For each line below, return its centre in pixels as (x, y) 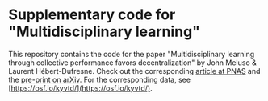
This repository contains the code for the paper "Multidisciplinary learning (132, 54)
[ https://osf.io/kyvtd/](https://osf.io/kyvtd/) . (80, 88)
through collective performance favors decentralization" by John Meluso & (132, 63)
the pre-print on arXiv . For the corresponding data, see (100, 79)
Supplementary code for (92, 15)
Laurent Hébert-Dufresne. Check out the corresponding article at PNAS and (134, 71)
